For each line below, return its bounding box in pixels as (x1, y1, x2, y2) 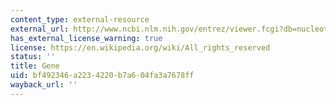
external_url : (10, 24, 70, 34)
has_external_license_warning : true (10, 33, 163, 43)
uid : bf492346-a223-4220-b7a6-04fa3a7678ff (10, 71, 195, 81)
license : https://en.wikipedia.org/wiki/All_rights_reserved (10, 42, 271, 53)
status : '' (10, 52, 56, 62)
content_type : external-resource (10, 14, 150, 25)
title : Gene (10, 61, 60, 71)
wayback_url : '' (10, 80, 78, 90)
